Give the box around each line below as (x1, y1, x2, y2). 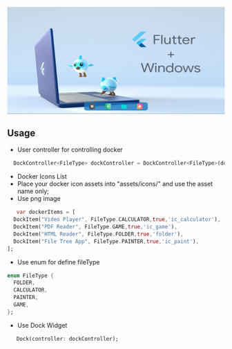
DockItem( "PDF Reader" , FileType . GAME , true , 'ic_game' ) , (13, 224, 177, 231)
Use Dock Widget (17, 321, 68, 329)
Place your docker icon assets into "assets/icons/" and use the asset (17, 180, 213, 188)
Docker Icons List (17, 172, 68, 181)
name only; (17, 187, 50, 195)
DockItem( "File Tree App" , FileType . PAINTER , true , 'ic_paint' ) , (13, 238, 199, 245)
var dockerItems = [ (16, 208, 76, 216)
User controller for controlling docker (17, 145, 123, 154)
